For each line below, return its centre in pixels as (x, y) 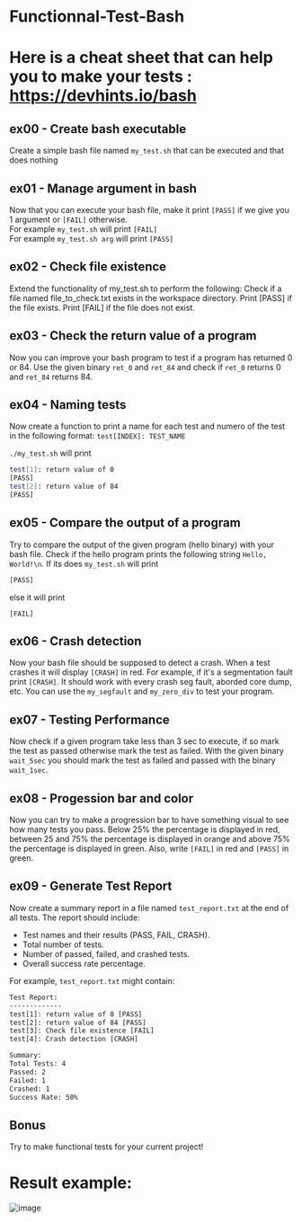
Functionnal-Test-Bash (97, 17)
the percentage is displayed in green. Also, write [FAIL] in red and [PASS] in (149, 849)
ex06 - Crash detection (75, 641)
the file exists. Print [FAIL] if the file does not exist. (102, 307)
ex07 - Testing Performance (90, 719)
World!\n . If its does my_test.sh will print (84, 563)
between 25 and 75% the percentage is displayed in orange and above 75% (150, 839)
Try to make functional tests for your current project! (107, 1147)
